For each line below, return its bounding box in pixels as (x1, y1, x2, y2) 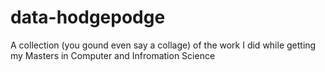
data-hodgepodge (10, 6, 166, 29)
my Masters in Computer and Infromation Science (10, 49, 216, 61)
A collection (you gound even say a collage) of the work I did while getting (10, 39, 317, 51)
